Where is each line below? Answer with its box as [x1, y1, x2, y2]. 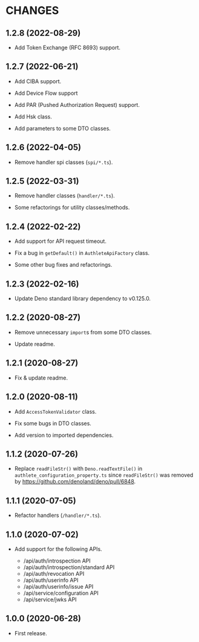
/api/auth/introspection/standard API [23, 563, 115, 571]
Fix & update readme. [14, 374, 68, 381]
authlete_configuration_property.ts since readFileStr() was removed [14, 471, 194, 479]
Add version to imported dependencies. [14, 431, 114, 439]
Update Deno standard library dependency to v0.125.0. [14, 295, 151, 302]
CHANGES [5, 4, 59, 18]
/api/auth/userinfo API [23, 576, 79, 584]
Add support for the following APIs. [14, 545, 102, 553]
